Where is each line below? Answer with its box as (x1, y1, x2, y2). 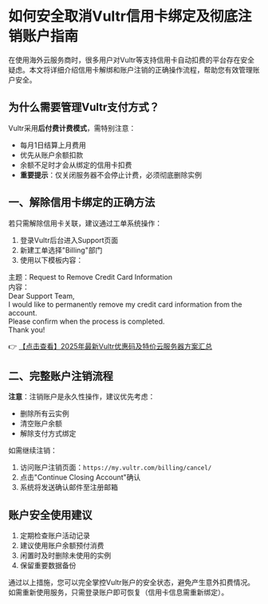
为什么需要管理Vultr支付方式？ (8, 100, 160, 114)
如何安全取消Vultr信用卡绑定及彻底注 (8, 7, 252, 25)
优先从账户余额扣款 (19, 150, 84, 159)
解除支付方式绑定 (19, 429, 77, 438)
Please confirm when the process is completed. (8, 316, 165, 326)
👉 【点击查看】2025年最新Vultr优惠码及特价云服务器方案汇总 (8, 341, 213, 351)
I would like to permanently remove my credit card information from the (8, 300, 242, 309)
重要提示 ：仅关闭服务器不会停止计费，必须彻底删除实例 (19, 170, 202, 179)
